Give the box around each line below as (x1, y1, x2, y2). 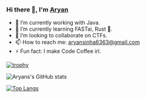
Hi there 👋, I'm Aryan (6, 5, 68, 14)
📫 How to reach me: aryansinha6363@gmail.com (15, 38, 141, 46)
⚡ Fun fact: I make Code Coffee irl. (15, 47, 101, 55)
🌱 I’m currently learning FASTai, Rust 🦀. (15, 25, 113, 32)
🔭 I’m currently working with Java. (15, 19, 101, 26)
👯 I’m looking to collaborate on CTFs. (15, 32, 108, 39)
